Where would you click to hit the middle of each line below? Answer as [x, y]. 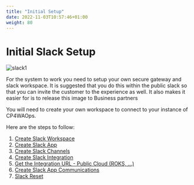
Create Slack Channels [42, 151]
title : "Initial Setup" [35, 11]
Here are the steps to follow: [40, 127]
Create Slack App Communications [57, 170]
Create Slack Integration [44, 157]
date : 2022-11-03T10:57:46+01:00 [47, 17]
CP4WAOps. [21, 116]
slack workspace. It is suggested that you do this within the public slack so [97, 85]
